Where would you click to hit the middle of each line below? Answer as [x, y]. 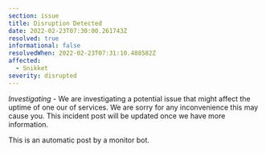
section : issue [34, 16]
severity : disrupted [43, 76]
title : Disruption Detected [55, 23]
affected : [25, 61]
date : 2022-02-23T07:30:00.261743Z [68, 31]
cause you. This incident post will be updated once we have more [117, 116]
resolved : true [34, 38]
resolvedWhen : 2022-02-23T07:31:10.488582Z [82, 53]
